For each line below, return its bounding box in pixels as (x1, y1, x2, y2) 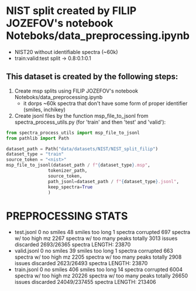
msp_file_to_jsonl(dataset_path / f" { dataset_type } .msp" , (6, 163, 150, 168)
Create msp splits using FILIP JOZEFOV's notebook (14, 87, 139, 94)
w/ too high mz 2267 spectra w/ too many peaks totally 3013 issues (14, 235, 178, 242)
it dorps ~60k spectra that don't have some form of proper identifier (23, 100, 188, 107)
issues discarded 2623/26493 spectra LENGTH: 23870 (14, 260, 148, 267)
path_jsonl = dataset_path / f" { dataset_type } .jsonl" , (47, 178, 180, 184)
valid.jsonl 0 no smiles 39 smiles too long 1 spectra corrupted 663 (14, 248, 174, 255)
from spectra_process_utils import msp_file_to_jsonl (6, 130, 140, 136)
